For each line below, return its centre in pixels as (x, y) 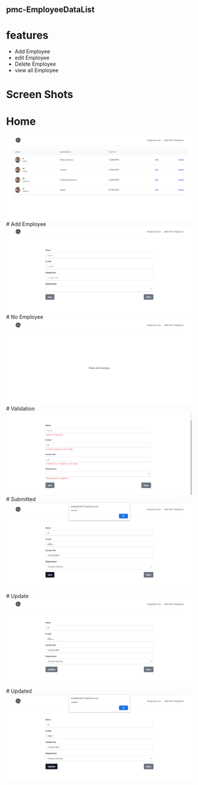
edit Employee (32, 58)
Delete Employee (35, 64)
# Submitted (21, 499)
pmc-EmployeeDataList (50, 10)
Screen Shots (40, 94)
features (27, 35)
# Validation (21, 408)
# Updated (19, 691)
